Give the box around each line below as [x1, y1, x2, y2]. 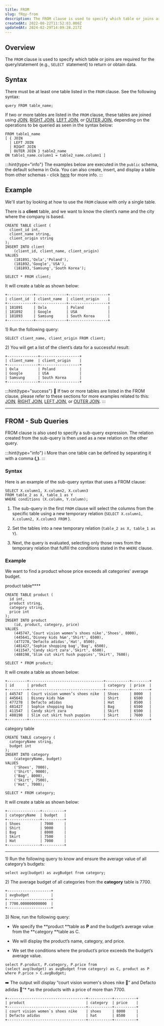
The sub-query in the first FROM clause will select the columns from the [12, 505, 154, 511]
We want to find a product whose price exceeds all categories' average [5, 568, 149, 574]
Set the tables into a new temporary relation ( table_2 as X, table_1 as [12, 525, 156, 531]
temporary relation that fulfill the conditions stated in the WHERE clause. [12, 545, 153, 551]
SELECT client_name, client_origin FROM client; [5, 336, 106, 341]
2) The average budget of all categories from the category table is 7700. [5, 879, 151, 885]
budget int [9, 744, 32, 748]
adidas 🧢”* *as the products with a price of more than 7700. [5, 986, 126, 992]
